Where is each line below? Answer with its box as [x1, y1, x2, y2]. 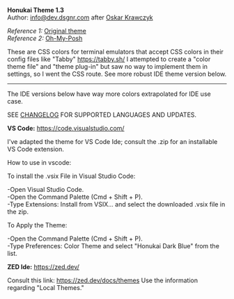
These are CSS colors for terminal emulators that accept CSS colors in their [7, 48, 224, 56]
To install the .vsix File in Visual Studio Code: [7, 172, 136, 180]
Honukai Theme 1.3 [7, 6, 65, 14]
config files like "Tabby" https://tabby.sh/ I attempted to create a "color [7, 55, 211, 63]
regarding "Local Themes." [7, 284, 85, 291]
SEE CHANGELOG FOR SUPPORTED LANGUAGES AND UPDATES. [7, 111, 197, 119]
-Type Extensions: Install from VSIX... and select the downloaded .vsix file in [7, 200, 226, 208]
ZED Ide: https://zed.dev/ [7, 263, 80, 270]
